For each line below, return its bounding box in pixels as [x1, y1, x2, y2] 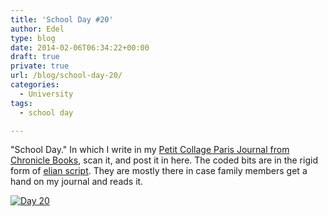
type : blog [10, 33, 56, 43]
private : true [10, 61, 70, 71]
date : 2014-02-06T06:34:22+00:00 [10, 42, 150, 53]
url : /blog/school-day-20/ [10, 71, 123, 81]
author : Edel [10, 24, 65, 34]
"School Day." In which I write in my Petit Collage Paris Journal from [10, 144, 290, 156]
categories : [10, 80, 60, 90]
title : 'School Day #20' [10, 14, 114, 25]
